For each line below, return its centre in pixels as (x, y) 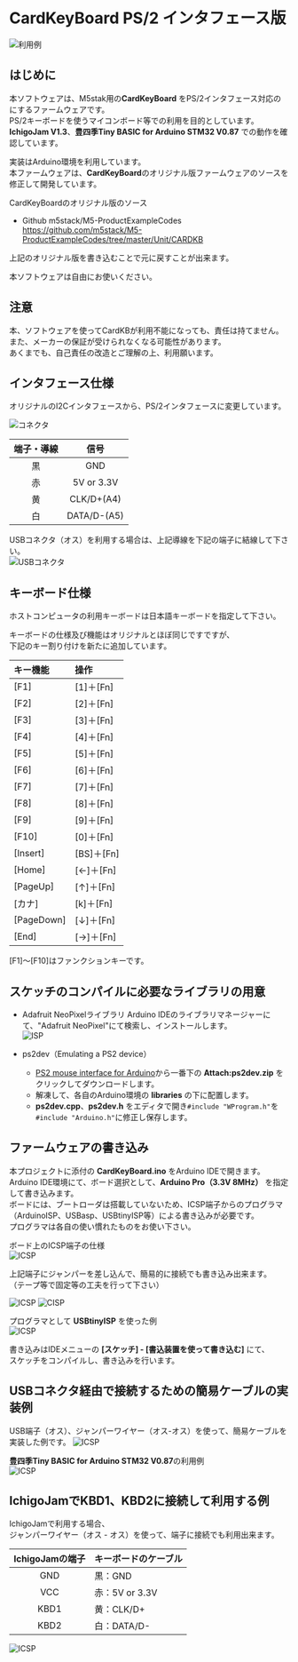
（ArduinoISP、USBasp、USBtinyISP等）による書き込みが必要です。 (134, 1215)
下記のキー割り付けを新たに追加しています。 (90, 646)
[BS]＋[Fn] (97, 854)
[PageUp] (34, 887)
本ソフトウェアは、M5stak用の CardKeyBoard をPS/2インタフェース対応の (145, 98)
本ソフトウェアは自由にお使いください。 (83, 276)
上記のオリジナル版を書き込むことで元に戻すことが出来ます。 (122, 258)
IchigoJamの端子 (50, 1559)
